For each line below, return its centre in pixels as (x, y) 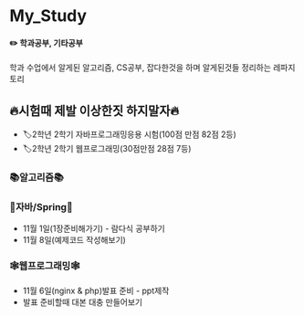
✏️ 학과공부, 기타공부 (47, 43)
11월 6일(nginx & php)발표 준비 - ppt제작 (96, 290)
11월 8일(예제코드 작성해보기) (74, 240)
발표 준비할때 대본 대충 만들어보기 (83, 301)
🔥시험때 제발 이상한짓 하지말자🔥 (94, 111)
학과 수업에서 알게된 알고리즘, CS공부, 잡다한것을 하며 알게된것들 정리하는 (141, 68)
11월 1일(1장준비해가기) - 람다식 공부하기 (94, 228)
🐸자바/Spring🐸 (41, 207)
